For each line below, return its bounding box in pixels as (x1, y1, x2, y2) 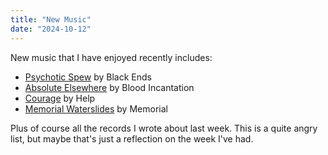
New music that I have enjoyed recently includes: (10, 51, 213, 63)
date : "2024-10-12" (10, 24, 92, 34)
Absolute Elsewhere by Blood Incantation (24, 81, 195, 93)
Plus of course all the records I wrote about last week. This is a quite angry (10, 122, 318, 134)
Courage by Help (24, 92, 96, 104)
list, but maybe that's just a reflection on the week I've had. (10, 132, 254, 145)
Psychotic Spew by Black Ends (24, 71, 152, 83)
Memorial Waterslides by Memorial (24, 102, 168, 115)
